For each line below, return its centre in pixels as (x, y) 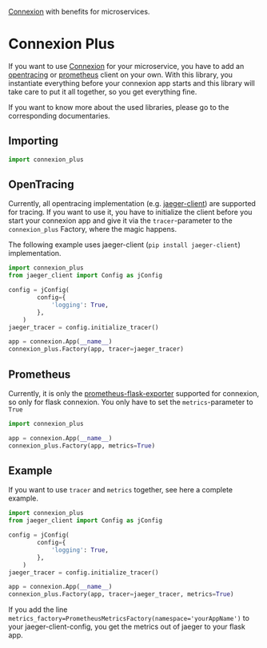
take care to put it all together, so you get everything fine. (103, 91)
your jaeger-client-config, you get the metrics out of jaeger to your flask (127, 627)
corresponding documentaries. (59, 115)
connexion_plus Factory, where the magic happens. (93, 229)
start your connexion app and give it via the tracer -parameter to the (121, 221)
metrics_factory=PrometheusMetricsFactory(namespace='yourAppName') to (129, 618)
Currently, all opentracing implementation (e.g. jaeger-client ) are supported (132, 204)
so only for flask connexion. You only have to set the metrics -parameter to (131, 402)
